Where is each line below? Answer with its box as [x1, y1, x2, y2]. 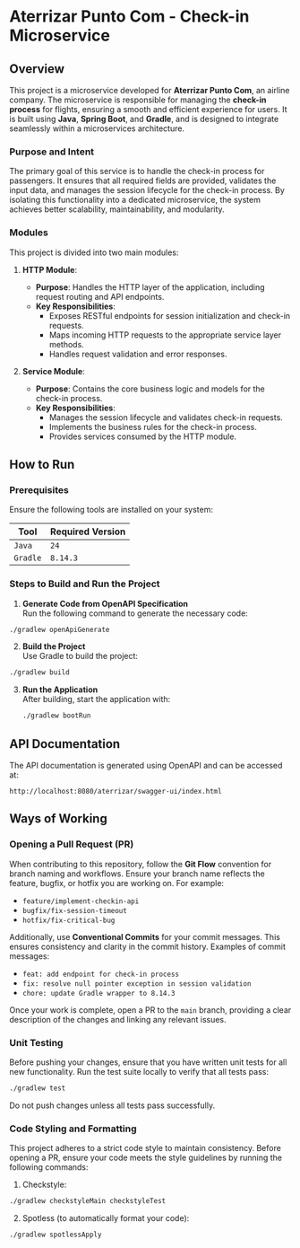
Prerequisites [9, 483, 69, 496]
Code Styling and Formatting [9, 1122, 137, 1135]
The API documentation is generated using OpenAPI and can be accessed [9, 760, 283, 771]
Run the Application [21, 684, 99, 695]
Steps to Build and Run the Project [9, 577, 160, 590]
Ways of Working [9, 811, 107, 827]
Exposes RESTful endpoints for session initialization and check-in [48, 310, 291, 321]
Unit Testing [9, 1036, 64, 1049]
